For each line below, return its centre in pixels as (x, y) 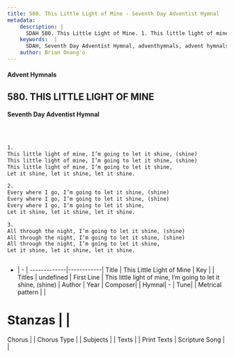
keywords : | (39, 40)
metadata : (22, 20)
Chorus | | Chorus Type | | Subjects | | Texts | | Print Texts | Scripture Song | (116, 340)
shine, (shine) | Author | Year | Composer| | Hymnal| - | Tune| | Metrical (119, 285)
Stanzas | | (39, 320)
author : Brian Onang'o (53, 53)
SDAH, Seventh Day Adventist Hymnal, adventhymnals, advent (115, 46)
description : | (42, 26)
